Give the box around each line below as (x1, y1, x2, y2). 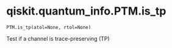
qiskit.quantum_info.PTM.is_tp (6, 4, 167, 18)
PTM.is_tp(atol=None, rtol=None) (6, 24, 91, 30)
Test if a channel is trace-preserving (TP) (6, 35, 110, 42)
